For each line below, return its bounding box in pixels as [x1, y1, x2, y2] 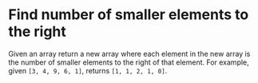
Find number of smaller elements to [8, 6, 249, 24]
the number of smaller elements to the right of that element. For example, [8, 57, 249, 67]
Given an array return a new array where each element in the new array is [8, 49, 251, 58]
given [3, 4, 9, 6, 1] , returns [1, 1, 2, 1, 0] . [8, 65, 168, 75]
